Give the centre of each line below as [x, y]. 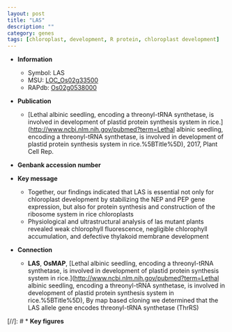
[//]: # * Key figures [36, 322]
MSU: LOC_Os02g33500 [63, 80]
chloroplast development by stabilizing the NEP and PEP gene [116, 200]
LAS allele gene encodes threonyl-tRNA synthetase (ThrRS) [113, 308]
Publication [34, 101]
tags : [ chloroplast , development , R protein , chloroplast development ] [113, 40]
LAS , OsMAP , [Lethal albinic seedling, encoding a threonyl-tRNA [121, 263]
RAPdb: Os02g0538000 [62, 88]
